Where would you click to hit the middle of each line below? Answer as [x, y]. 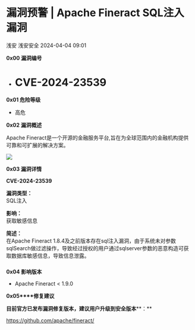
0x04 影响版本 [24, 272]
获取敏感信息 [22, 220]
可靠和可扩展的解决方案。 [37, 145]
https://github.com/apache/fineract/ [50, 320]
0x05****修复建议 [30, 295]
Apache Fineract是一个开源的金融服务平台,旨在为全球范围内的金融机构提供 [97, 138]
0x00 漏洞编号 [24, 58]
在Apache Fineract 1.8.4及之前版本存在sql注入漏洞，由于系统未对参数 [91, 241]
